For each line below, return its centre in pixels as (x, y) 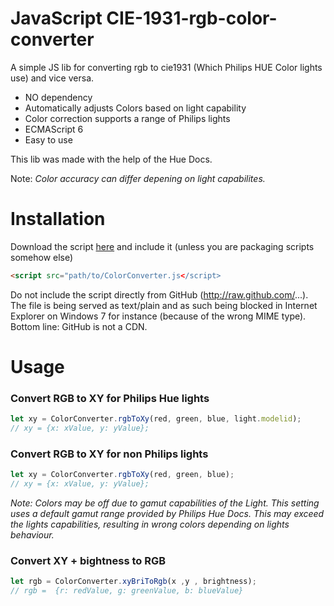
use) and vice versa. (52, 78)
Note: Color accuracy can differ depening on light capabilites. (138, 178)
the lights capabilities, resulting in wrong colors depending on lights (150, 524)
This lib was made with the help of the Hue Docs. (111, 159)
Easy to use (48, 139)
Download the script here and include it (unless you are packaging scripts (162, 246)
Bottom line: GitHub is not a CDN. (79, 326)
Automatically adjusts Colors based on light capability (135, 108)
